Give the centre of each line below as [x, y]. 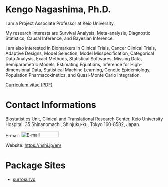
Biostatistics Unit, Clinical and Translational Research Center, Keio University [84, 119]
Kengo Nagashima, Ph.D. [58, 9]
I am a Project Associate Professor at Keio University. [60, 23]
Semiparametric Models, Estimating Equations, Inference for [67, 64]
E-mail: [13, 135]
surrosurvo [24, 179]
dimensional [18, 70]
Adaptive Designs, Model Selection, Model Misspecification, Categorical [80, 53]
